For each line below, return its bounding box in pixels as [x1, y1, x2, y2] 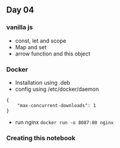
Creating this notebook [6, 133, 76, 142]
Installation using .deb [15, 79, 71, 86]
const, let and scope [15, 37, 67, 44]
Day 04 [6, 5, 35, 15]
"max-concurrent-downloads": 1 [17, 102, 96, 108]
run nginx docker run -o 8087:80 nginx [15, 118, 114, 125]
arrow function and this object [15, 50, 91, 57]
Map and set [15, 43, 47, 51]
